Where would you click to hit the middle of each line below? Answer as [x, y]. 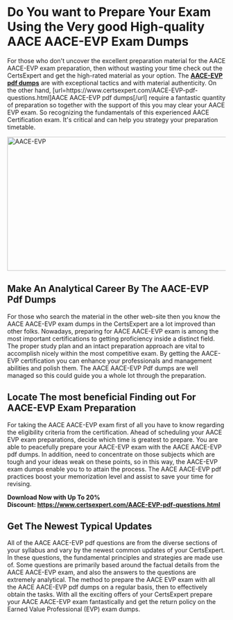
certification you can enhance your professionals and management [116, 361]
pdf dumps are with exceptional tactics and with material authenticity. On [112, 83]
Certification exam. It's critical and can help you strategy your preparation [113, 119]
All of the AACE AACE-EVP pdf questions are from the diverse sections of [112, 543]
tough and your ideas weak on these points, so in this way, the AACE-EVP [113, 461]
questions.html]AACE [37, 97]
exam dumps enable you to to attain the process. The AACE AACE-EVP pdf [114, 469]
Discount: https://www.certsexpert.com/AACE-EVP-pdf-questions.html [114, 504]
